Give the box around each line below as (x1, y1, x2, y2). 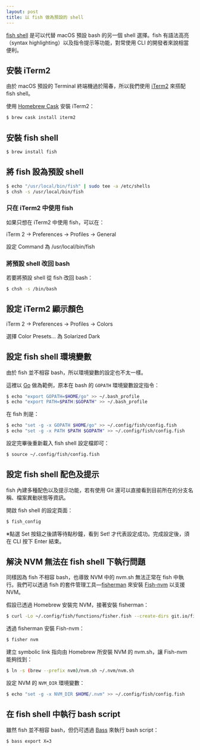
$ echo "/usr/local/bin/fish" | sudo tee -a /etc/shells (6, 183, 151, 189)
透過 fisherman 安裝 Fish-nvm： (6, 625, 85, 632)
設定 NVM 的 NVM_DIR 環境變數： (6, 679, 85, 687)
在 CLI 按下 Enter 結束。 (6, 537, 65, 544)
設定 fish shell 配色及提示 (6, 470, 99, 480)
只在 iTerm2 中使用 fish (6, 204, 73, 212)
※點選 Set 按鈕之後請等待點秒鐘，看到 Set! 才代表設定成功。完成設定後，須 (6, 530, 190, 537)
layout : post (6, 8, 39, 15)
